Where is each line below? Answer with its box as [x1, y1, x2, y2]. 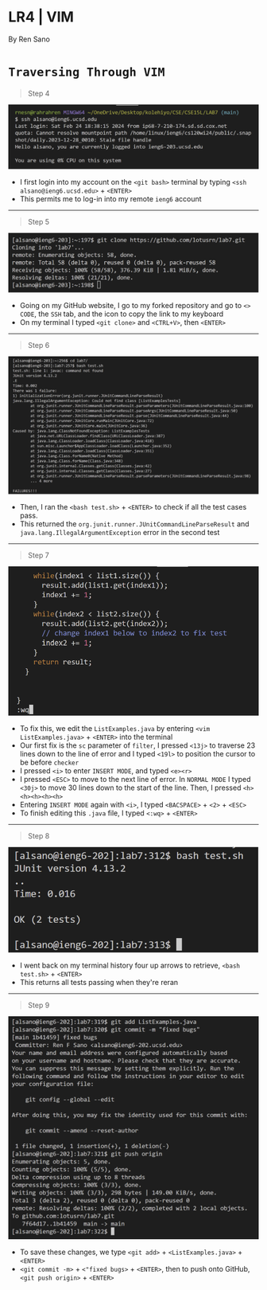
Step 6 [27, 340, 50, 350]
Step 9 [27, 1000, 50, 1010]
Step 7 [27, 550, 49, 560]
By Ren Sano [8, 34, 50, 44]
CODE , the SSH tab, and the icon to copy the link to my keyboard [19, 309, 224, 319]
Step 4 [27, 88, 50, 98]
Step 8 [27, 831, 50, 840]
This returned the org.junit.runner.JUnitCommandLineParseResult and [19, 518, 250, 529]
